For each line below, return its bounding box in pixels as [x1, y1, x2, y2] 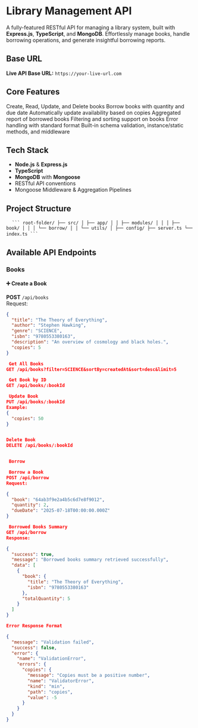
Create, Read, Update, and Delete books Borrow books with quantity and [6, 102, 184, 110]
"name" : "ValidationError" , [17, 656, 86, 662]
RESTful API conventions [14, 180, 76, 187]
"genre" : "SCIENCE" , [11, 328, 62, 334]
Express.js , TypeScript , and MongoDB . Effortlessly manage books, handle [6, 30, 190, 37]
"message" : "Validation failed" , [11, 639, 95, 645]
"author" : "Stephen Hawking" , [11, 323, 86, 329]
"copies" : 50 [11, 415, 44, 421]
